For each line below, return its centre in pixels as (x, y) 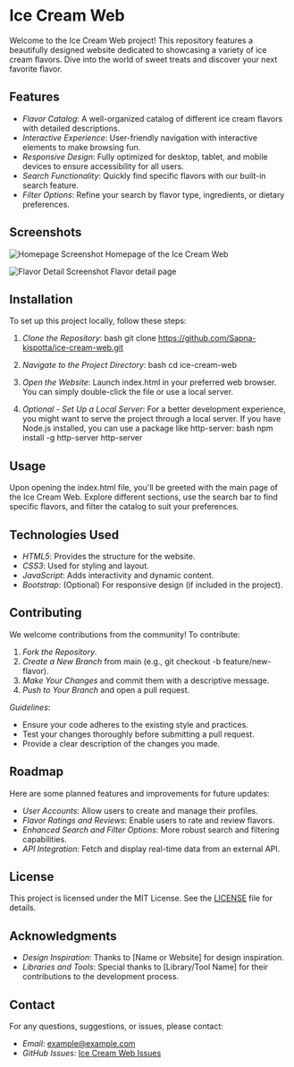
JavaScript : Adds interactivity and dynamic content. (118, 575)
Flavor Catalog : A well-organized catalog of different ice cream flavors (152, 118)
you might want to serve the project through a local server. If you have (151, 419)
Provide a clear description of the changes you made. (121, 743)
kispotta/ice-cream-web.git (72, 348)
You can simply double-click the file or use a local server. (128, 392)
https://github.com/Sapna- (207, 338)
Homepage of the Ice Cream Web (167, 254)
